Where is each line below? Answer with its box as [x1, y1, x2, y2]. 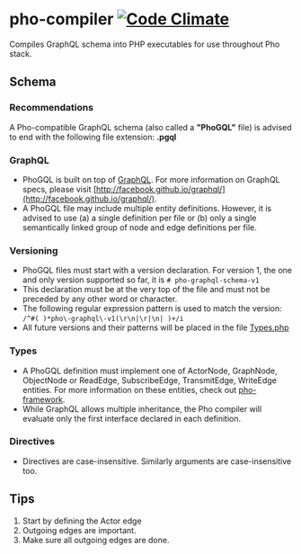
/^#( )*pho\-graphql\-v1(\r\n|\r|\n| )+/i [22, 315, 184, 324]
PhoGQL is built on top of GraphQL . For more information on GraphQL [22, 174, 280, 184]
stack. [9, 48, 32, 58]
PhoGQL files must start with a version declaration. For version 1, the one [22, 265, 292, 276]
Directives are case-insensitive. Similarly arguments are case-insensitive [22, 455, 292, 467]
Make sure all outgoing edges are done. [22, 534, 170, 545]
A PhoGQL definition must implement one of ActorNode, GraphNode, [22, 365, 279, 376]
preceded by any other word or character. [22, 293, 178, 305]
